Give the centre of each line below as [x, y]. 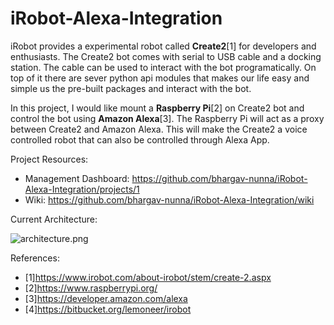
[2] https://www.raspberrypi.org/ [91, 288]
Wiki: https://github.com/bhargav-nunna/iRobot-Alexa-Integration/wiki [169, 199]
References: [35, 258]
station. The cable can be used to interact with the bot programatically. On [163, 67]
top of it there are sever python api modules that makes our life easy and [160, 78]
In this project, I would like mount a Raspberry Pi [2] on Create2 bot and [157, 108]
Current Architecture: [54, 219]
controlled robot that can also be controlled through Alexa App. [140, 139]
